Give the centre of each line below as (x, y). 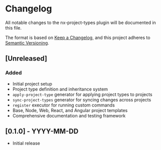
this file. (13, 27)
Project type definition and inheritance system (60, 89)
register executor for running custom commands (64, 105)
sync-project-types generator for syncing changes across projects (82, 99)
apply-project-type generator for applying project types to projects (82, 94)
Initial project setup (32, 83)
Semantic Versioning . (27, 42)
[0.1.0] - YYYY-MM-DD (42, 131)
